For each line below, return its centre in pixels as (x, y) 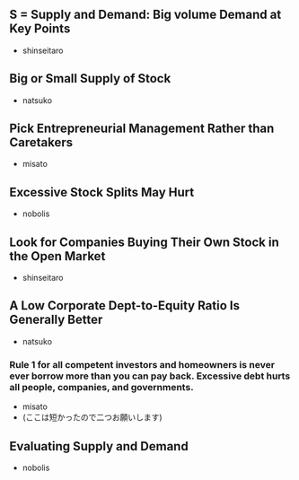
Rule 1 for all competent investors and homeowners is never (142, 364)
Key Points (40, 29)
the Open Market (57, 256)
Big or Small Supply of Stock (90, 79)
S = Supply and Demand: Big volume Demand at (145, 15)
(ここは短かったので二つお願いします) (92, 417)
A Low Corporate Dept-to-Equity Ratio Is (125, 305)
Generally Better (56, 320)
